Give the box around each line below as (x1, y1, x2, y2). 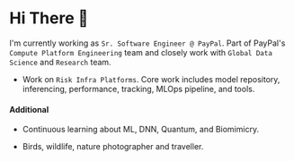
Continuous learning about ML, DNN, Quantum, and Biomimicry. (22, 124, 259, 135)
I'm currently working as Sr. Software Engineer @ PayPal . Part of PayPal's (9, 38, 286, 48)
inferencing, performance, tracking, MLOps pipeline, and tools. (22, 83, 255, 94)
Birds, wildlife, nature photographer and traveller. (22, 141, 204, 152)
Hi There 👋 (9, 8, 89, 29)
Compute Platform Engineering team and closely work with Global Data (9, 47, 272, 57)
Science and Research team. (9, 56, 111, 67)
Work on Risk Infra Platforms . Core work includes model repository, (22, 73, 281, 84)
